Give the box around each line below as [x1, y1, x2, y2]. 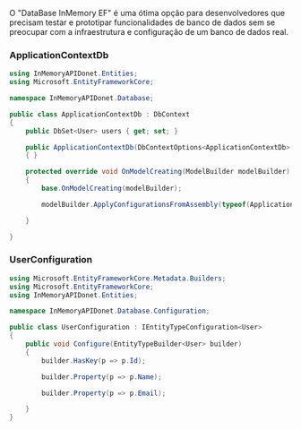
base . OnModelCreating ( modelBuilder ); [41, 184, 182, 193]
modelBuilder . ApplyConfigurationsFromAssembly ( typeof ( [41, 200, 251, 209]
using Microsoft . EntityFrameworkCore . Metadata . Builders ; [9, 273, 227, 283]
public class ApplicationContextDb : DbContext [9, 109, 191, 119]
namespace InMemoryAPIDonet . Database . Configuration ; [9, 306, 211, 316]
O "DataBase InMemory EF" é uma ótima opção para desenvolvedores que [9, 8, 285, 18]
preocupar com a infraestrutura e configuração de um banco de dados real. [9, 27, 289, 37]
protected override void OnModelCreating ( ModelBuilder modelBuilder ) [25, 168, 291, 176]
